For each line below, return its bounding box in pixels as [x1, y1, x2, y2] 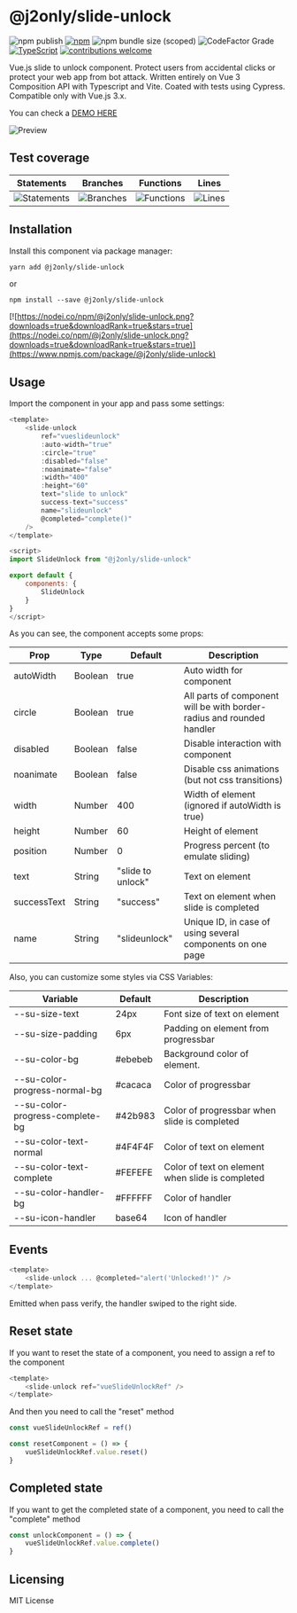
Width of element [184, 788, 256, 801]
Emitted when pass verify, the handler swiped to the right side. [9, 1297, 237, 1309]
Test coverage [9, 151, 90, 166]
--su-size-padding [13, 1028, 98, 1040]
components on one [184, 938, 268, 951]
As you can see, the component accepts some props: [9, 628, 204, 639]
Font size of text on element [163, 1008, 280, 1021]
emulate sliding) [184, 850, 250, 863]
